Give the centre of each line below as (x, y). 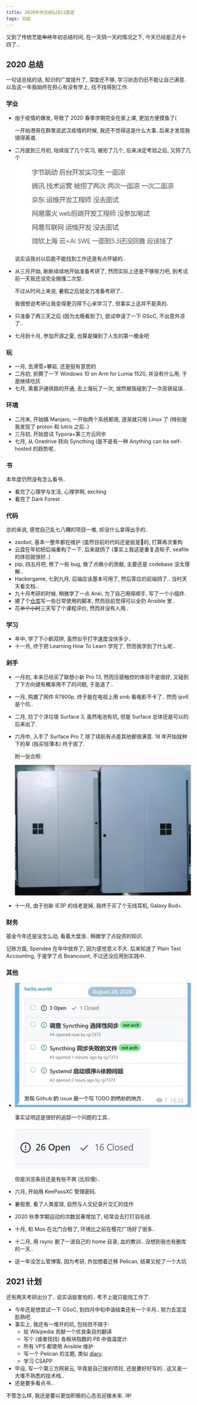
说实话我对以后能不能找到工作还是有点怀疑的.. (70, 258)
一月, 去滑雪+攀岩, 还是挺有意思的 (55, 366)
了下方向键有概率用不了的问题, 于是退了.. (64, 684)
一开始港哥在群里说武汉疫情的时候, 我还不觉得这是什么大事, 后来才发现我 (102, 130)
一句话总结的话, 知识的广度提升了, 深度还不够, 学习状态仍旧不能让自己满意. (96, 80)
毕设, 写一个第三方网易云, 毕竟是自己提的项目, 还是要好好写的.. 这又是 (98, 1368)
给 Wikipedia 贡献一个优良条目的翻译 (68, 1331)
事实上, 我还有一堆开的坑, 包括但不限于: (62, 1324)
